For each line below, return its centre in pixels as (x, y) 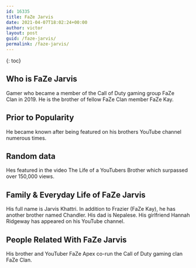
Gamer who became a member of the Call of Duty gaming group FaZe (90, 93)
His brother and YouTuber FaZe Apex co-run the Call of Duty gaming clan (94, 253)
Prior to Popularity (40, 118)
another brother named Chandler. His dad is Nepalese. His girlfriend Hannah (98, 215)
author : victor (25, 28)
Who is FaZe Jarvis (42, 79)
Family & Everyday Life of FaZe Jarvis (76, 195)
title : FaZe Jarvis (30, 17)
